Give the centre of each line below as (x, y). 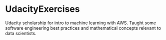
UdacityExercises (42, 9)
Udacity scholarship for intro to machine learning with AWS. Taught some (81, 23)
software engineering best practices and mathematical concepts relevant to (83, 28)
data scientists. (21, 33)
